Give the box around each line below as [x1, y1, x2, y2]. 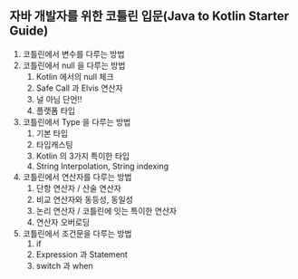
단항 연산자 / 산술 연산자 [35, 182, 122, 193]
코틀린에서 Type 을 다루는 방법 [22, 116, 131, 127]
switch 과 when [35, 260, 93, 271]
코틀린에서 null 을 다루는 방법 [22, 60, 126, 71]
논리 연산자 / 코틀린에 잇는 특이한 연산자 [35, 205, 178, 216]
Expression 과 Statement [35, 248, 129, 260]
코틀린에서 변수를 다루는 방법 [22, 48, 125, 59]
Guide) [9, 24, 49, 39]
